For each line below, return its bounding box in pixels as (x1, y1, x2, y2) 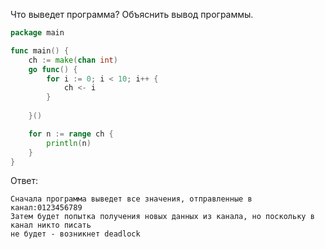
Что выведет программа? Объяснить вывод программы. (10, 9, 254, 20)
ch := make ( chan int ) (28, 55, 118, 65)
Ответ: (10, 175, 39, 187)
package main (10, 28, 65, 38)
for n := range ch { (28, 129, 114, 139)
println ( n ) (46, 138, 92, 148)
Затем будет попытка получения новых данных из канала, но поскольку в (10, 212, 315, 222)
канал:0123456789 (10, 203, 83, 213)
